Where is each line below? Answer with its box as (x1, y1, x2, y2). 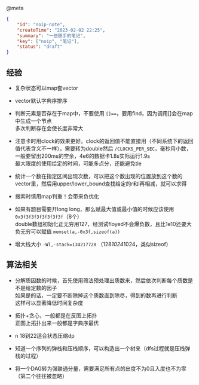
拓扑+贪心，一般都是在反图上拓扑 (14, 311, 97, 319)
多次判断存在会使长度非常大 (14, 124, 84, 132)
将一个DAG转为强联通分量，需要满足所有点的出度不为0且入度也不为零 (14, 365, 186, 372)
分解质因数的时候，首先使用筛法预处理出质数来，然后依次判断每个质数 (14, 277, 188, 284)
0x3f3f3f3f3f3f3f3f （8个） (14, 213, 82, 220)
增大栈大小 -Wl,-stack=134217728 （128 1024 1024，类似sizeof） (14, 240, 172, 247)
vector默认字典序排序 (14, 97, 68, 104)
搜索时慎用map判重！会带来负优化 (14, 192, 100, 200)
